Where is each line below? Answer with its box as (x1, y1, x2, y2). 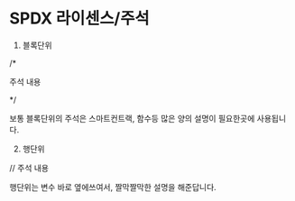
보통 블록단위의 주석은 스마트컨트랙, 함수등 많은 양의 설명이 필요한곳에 (9, 113, 255, 123)
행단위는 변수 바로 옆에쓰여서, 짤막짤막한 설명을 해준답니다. (9, 181, 217, 192)
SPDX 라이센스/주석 (9, 8, 150, 29)
